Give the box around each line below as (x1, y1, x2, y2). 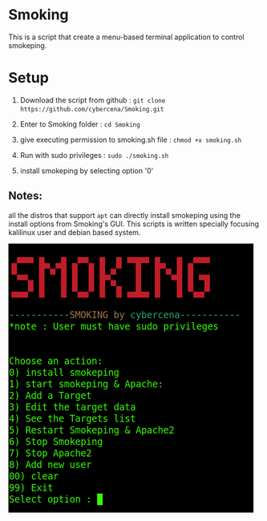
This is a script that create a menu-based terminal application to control (8, 32, 245, 42)
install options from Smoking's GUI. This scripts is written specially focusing (8, 219, 259, 228)
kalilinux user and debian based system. (8, 227, 141, 237)
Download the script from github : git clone (19, 95, 166, 105)
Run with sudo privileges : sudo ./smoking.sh (19, 150, 169, 160)
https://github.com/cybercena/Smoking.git (19, 105, 164, 113)
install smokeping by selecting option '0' (19, 166, 154, 176)
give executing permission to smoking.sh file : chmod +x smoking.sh (19, 135, 242, 144)
